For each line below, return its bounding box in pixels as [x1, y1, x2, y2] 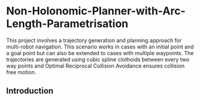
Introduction [6, 86, 54, 96]
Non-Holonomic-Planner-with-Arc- [6, 4, 186, 18]
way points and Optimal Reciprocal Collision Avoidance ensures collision [6, 62, 185, 69]
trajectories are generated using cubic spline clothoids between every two [6, 56, 190, 63]
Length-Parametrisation [6, 17, 129, 31]
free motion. [6, 68, 37, 75]
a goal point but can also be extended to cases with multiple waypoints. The [6, 49, 194, 56]
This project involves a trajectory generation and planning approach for [6, 37, 182, 44]
